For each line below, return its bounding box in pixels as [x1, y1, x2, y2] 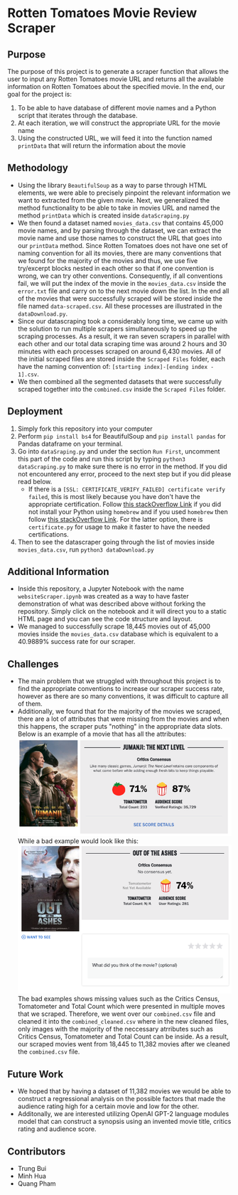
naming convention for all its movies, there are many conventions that [17, 249, 222, 257]
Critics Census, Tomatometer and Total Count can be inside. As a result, [17, 1032, 229, 1041]
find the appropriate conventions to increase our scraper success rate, [17, 685, 225, 693]
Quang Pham [17, 1179, 56, 1188]
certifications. [28, 530, 69, 538]
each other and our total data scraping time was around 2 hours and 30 [17, 339, 227, 348]
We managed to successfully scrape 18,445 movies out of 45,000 [17, 622, 211, 631]
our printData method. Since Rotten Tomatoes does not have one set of [17, 241, 229, 250]
